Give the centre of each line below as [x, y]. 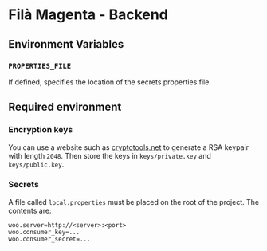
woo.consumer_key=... [44, 232]
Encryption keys [41, 130]
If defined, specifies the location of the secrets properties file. [110, 82]
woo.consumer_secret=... [49, 239]
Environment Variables [66, 44]
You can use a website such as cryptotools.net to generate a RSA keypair [129, 147]
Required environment [65, 107]
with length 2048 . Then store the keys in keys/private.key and [110, 155]
